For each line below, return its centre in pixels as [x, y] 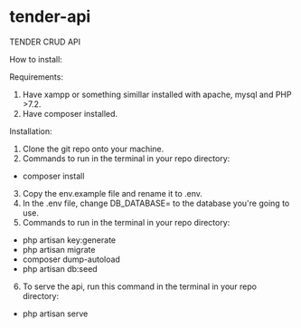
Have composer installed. [70, 113]
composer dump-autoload [71, 259]
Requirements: [36, 77]
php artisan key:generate [69, 240]
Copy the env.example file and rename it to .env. [113, 193]
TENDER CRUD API [45, 42]
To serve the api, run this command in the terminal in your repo [140, 286]
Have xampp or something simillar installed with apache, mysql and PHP [157, 94]
